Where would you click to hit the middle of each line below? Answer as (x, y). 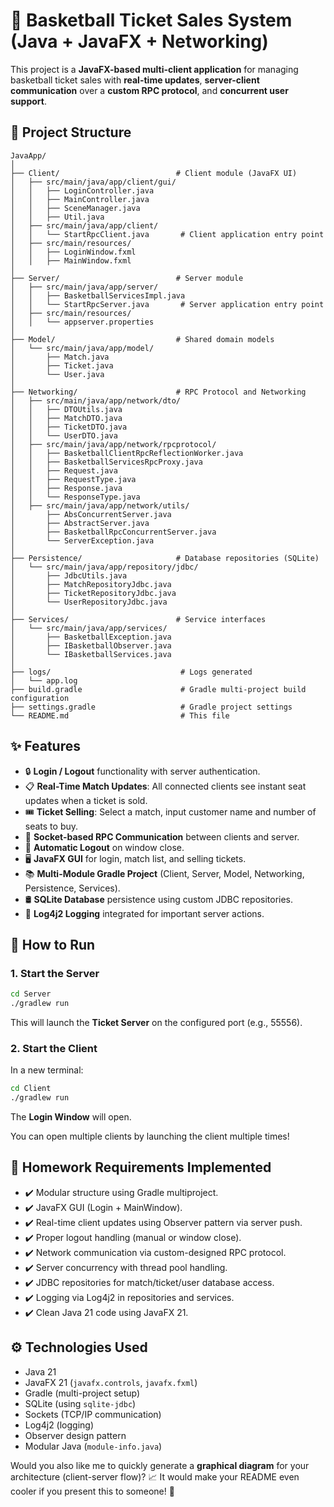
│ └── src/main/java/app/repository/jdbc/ (104, 567)
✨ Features (45, 746)
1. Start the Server (55, 973)
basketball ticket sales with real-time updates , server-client (135, 80)
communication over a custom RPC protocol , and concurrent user (149, 90)
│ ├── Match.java (60, 357)
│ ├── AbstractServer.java (80, 523)
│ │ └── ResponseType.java (75, 497)
